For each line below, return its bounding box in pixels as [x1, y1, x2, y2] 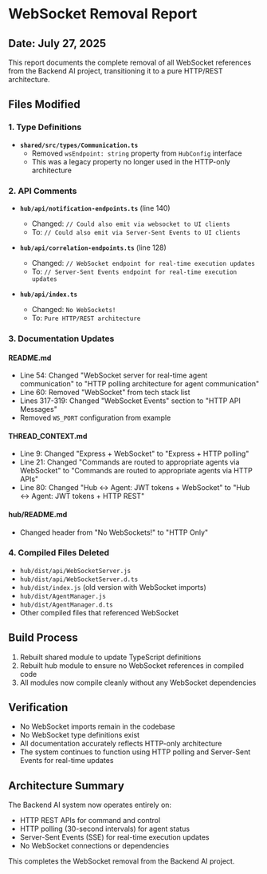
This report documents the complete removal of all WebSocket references [8, 57, 252, 67]
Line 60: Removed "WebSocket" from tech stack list [19, 388, 190, 397]
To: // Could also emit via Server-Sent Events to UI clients [31, 227, 241, 236]
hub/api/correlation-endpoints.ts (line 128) [19, 243, 167, 252]
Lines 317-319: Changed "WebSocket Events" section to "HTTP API [19, 396, 241, 405]
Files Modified [8, 97, 81, 112]
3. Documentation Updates [8, 333, 115, 344]
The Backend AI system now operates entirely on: [8, 800, 172, 810]
